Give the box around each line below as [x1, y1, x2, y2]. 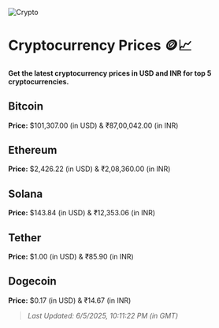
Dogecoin [8, 274, 57, 288]
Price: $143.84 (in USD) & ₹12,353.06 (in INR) [8, 208, 156, 218]
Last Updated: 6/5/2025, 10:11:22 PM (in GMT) [27, 311, 179, 320]
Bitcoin [8, 99, 44, 114]
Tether [8, 231, 42, 244]
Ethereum [8, 143, 58, 157]
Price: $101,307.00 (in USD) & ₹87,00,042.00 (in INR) [8, 121, 179, 130]
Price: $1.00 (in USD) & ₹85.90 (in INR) [8, 252, 134, 262]
